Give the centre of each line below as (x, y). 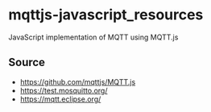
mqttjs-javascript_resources (106, 15)
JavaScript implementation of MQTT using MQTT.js (93, 37)
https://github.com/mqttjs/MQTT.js (78, 81)
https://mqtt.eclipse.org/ (60, 99)
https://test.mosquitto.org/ (64, 90)
